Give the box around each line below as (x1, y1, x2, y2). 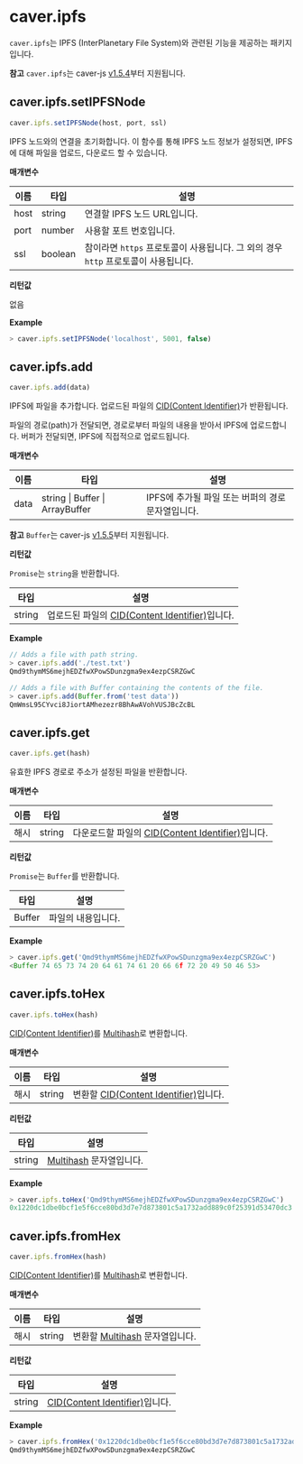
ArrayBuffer (41, 503, 92, 516)
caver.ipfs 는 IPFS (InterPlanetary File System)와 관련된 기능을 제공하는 (9, 37, 269, 48)
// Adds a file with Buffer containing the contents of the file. (9, 683, 264, 692)
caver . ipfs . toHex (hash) (9, 1010, 99, 1019)
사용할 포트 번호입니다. (84, 224, 176, 236)
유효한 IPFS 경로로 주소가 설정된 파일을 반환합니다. (9, 767, 188, 778)
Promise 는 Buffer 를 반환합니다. (9, 870, 120, 881)
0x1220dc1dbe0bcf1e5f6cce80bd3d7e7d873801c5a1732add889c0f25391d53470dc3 (9, 1203, 293, 1212)
